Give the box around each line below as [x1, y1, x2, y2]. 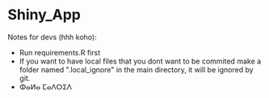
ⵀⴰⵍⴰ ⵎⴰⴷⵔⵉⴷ [19, 82, 72, 92]
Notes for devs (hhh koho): [7, 32, 98, 42]
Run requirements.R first [19, 47, 101, 57]
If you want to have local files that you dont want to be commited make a [19, 56, 262, 66]
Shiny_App [7, 6, 82, 24]
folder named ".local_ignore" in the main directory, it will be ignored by [19, 64, 254, 74]
